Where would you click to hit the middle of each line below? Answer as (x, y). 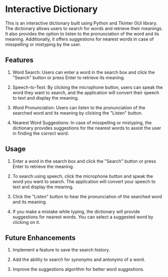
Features (19, 60)
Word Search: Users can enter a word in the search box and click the (83, 72)
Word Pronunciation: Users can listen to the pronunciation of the (79, 107)
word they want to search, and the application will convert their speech (86, 92)
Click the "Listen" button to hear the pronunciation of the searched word (87, 196)
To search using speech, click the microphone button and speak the (83, 176)
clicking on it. (26, 222)
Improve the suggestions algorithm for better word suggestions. (78, 269)
